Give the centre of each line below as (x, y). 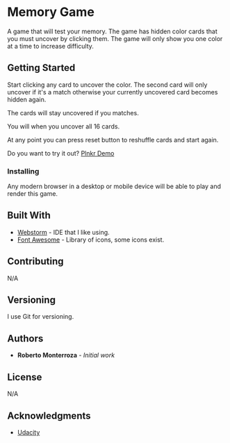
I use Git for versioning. (41, 317)
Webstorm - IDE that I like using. (63, 232)
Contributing (35, 261)
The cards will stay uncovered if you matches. (73, 112)
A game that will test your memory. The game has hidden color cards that (112, 31)
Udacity (28, 432)
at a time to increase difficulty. (50, 46)
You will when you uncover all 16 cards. (64, 126)
